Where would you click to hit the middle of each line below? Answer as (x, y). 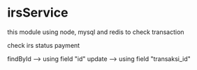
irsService (38, 13)
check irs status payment (44, 45)
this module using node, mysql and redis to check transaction (96, 32)
